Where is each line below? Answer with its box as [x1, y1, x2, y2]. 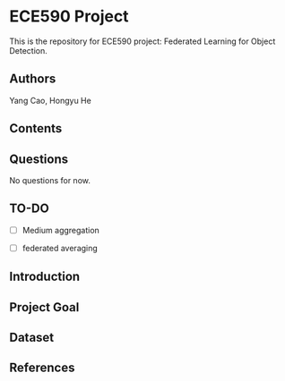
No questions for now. [9, 174, 91, 185]
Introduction [9, 269, 81, 284]
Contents [9, 121, 63, 136]
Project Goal [9, 300, 80, 315]
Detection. [9, 45, 47, 55]
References [9, 360, 75, 376]
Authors [9, 72, 56, 87]
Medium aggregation [22, 224, 100, 235]
